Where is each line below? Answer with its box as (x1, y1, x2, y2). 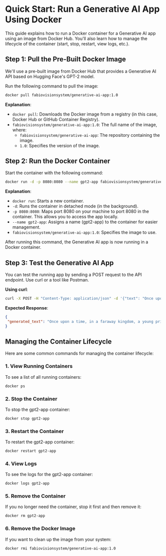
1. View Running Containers (5, 363, 73, 370)
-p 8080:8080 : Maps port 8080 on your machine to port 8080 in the (12, 208, 149, 214)
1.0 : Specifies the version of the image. (19, 142, 100, 149)
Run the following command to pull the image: (5, 83, 99, 89)
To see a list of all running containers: (5, 374, 82, 380)
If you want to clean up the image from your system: (5, 536, 112, 542)
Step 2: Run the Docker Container (5, 157, 110, 165)
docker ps (5, 384, 26, 389)
